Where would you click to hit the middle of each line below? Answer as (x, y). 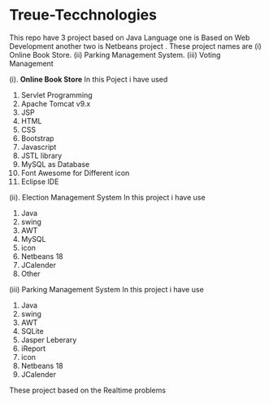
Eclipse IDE (40, 182)
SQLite (32, 331)
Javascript (39, 147)
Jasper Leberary (49, 339)
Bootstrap (37, 138)
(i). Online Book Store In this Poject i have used (89, 79)
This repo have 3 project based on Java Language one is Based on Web (130, 37)
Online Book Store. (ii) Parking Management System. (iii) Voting (115, 55)
